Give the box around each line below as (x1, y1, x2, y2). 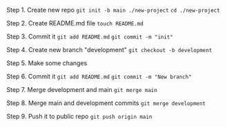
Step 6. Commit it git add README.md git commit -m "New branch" (6, 72, 193, 80)
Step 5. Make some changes (6, 59, 88, 67)
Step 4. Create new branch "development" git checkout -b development (6, 46, 213, 54)
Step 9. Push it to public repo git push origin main (6, 113, 152, 120)
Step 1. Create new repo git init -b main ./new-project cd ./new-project (6, 6, 220, 14)
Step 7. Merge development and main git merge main (6, 86, 158, 93)
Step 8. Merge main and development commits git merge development (6, 99, 206, 107)
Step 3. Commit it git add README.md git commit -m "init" (6, 32, 174, 41)
